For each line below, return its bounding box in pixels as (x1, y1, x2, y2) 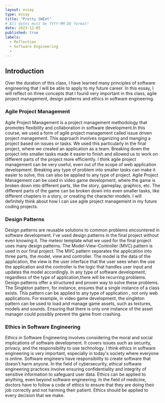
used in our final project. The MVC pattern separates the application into (5, 248, 152, 254)
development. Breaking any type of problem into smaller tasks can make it (5, 167, 156, 173)
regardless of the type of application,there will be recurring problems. (5, 274, 147, 280)
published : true (5, 30, 38, 35)
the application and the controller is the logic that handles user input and (5, 264, 152, 269)
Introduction (5, 67, 44, 75)
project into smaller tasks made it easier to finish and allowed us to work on (5, 151, 158, 157)
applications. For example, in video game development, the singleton (5, 295, 145, 301)
